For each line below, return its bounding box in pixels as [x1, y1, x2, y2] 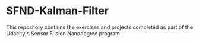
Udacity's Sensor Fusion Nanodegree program [6, 29, 121, 37]
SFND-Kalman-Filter [6, 4, 109, 18]
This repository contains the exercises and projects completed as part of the [6, 24, 194, 31]
